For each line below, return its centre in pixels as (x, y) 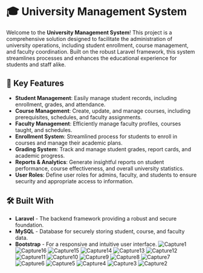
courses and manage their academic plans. (69, 143)
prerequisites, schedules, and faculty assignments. (78, 117)
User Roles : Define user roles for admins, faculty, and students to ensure (106, 175)
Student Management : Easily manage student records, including (96, 98)
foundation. (29, 225)
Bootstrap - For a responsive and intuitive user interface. (86, 244)
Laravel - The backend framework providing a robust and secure (96, 218)
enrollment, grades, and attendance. (60, 104)
